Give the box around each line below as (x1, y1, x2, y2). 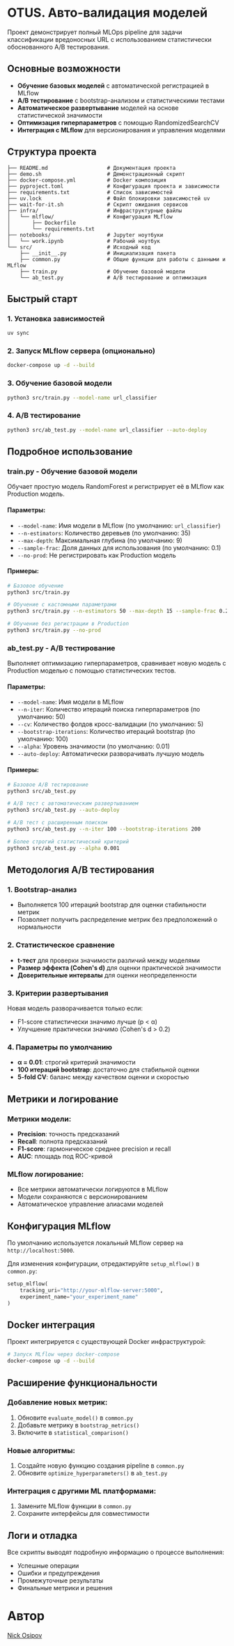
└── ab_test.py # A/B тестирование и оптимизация (19, 274, 208, 281)
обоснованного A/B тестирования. (7, 42, 110, 51)
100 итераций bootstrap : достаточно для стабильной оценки (17, 1065, 200, 1074)
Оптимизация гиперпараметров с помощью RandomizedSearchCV (17, 118, 219, 127)
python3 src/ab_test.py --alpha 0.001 (7, 845, 120, 852)
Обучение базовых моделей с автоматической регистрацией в (17, 81, 210, 90)
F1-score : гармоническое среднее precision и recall (17, 1144, 171, 1153)
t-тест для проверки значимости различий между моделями (17, 956, 201, 964)
